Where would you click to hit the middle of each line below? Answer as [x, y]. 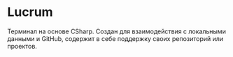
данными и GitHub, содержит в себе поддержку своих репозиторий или [115, 38]
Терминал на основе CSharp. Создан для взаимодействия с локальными [116, 31]
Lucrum [30, 12]
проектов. [22, 46]
